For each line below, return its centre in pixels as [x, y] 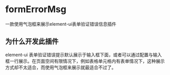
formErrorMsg [36, 9]
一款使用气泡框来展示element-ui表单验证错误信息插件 [61, 24]
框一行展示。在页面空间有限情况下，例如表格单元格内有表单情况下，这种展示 [85, 61]
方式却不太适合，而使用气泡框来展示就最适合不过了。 [61, 67]
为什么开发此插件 [32, 42]
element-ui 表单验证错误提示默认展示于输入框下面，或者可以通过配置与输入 [83, 55]
